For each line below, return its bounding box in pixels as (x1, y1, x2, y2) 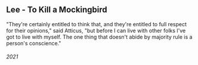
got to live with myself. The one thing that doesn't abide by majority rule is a (6, 33, 193, 41)
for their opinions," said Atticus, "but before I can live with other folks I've (6, 27, 186, 34)
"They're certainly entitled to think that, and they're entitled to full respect (6, 20, 187, 27)
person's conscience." (6, 39, 61, 47)
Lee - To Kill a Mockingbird (6, 5, 107, 15)
